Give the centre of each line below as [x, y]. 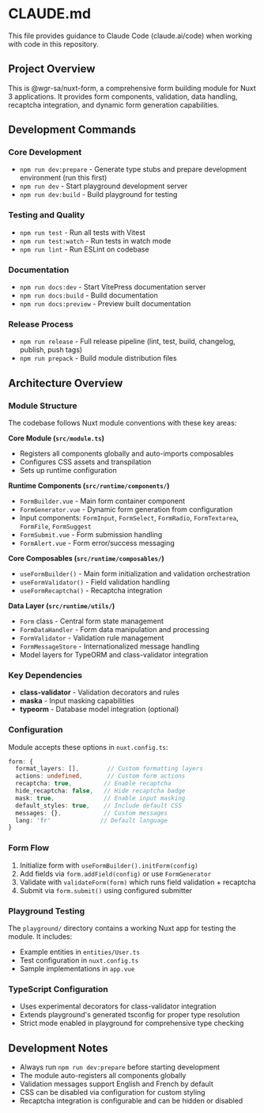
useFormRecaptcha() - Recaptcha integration [91, 591]
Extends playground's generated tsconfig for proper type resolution [130, 1015]
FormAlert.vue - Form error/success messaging [97, 543]
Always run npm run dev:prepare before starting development [119, 1067]
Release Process [41, 324]
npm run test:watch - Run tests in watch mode [95, 240]
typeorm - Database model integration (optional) [99, 710]
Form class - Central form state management [92, 621]
